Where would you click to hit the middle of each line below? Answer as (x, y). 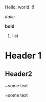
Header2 (19, 74)
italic (10, 17)
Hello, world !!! (20, 7)
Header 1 (23, 56)
